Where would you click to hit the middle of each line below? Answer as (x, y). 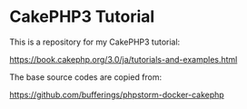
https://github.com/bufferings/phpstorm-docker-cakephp (117, 94)
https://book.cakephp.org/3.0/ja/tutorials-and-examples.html (123, 59)
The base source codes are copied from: (86, 77)
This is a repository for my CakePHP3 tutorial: (95, 42)
